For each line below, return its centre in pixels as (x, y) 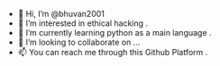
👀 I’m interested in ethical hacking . (83, 23)
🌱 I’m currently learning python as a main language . (115, 33)
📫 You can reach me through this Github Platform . (113, 52)
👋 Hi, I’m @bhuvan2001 (61, 14)
